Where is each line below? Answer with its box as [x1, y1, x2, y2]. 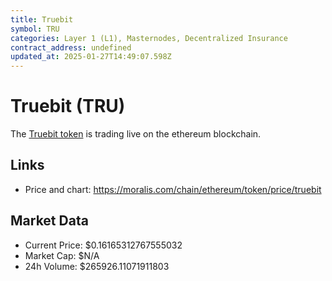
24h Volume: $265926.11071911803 [24, 260, 170, 272]
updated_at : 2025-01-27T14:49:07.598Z [10, 52, 172, 62]
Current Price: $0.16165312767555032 [24, 239, 183, 251]
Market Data [10, 212, 89, 230]
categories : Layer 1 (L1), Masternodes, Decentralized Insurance [10, 33, 288, 43]
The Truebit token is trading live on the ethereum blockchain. [10, 128, 262, 140]
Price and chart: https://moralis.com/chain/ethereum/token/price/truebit [24, 183, 322, 195]
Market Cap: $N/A [24, 249, 100, 261]
